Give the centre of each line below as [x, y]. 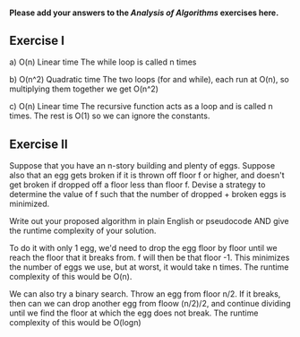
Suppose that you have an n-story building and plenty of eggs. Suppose [142, 166]
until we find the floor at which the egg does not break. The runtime [134, 313]
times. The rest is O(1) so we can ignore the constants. [110, 116]
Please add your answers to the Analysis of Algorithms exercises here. [144, 13]
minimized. [30, 204]
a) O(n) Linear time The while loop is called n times [103, 62]
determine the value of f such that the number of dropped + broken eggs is [148, 194]
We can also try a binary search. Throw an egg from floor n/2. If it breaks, [145, 294]
